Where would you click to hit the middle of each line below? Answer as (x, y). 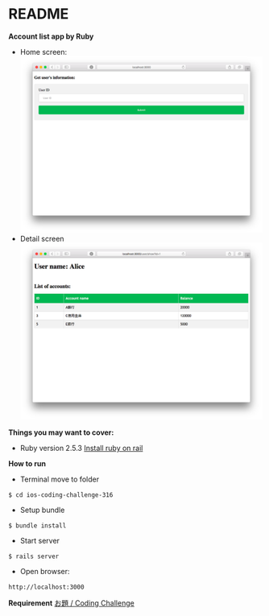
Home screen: (43, 52)
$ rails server (34, 556)
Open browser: (45, 572)
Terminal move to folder (59, 479)
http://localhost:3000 (46, 587)
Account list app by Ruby (51, 36)
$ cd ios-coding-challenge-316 (61, 495)
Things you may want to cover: (61, 432)
